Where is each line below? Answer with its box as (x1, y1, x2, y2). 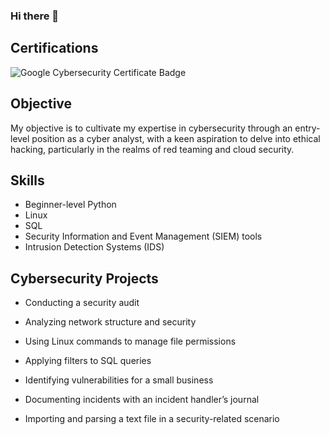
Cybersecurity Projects (10, 270, 159, 287)
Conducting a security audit (24, 297, 140, 309)
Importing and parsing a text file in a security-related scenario (24, 413, 280, 425)
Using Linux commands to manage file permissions (24, 335, 237, 348)
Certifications (10, 40, 99, 57)
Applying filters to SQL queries (24, 355, 152, 367)
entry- (294, 122, 321, 134)
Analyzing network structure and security (24, 316, 197, 328)
